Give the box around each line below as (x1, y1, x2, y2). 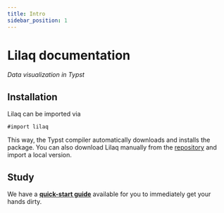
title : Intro (7, 10, 46, 18)
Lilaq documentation (7, 47, 131, 63)
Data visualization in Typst (7, 71, 85, 79)
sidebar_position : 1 (7, 17, 68, 24)
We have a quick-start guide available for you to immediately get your (7, 190, 211, 198)
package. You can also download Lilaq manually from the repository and (7, 143, 217, 152)
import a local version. (7, 151, 73, 159)
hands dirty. (7, 197, 42, 206)
